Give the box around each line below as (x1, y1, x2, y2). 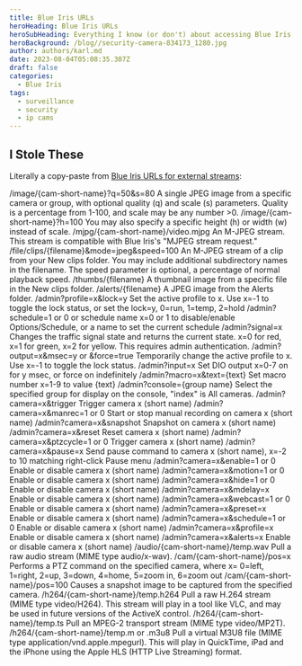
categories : (9, 72, 54, 81)
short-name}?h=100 (9, 217, 84, 227)
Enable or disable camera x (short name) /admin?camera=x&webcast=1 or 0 (9, 493, 290, 504)
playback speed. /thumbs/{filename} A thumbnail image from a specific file (9, 273, 288, 284)
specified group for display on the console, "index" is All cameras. (9, 388, 254, 399)
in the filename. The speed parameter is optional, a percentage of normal (9, 264, 280, 275)
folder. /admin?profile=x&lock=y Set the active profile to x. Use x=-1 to (9, 293, 270, 304)
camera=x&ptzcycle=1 (9, 436, 92, 447)
